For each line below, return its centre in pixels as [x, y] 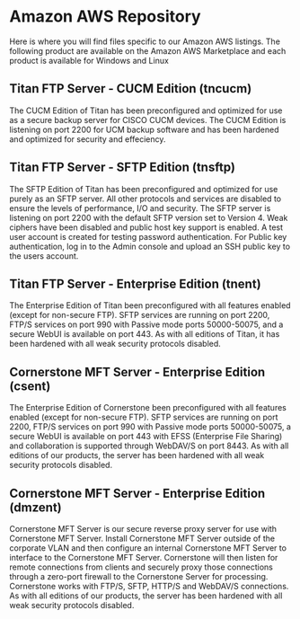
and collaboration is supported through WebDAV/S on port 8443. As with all [149, 446]
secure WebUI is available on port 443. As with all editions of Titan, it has [145, 334]
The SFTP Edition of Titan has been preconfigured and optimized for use [144, 189]
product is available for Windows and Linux [89, 60]
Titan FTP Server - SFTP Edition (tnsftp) [123, 168]
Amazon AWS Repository [105, 17]
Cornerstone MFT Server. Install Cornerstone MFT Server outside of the [142, 538]
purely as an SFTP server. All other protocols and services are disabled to [145, 199]
